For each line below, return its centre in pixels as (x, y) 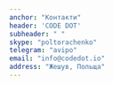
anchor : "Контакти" (45, 17)
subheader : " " (37, 34)
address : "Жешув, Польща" (57, 67)
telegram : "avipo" (43, 50)
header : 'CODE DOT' (45, 26)
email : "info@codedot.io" (57, 58)
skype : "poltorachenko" (53, 42)
